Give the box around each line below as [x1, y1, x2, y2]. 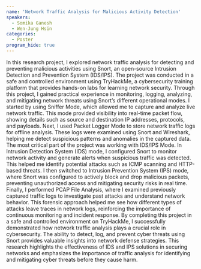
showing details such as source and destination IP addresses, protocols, [6, 116, 185, 123]
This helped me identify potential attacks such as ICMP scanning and [6, 160, 178, 168]
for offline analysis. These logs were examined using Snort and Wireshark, [6, 128, 190, 135]
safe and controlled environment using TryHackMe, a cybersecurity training [6, 77, 193, 84]
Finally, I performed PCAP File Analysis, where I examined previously [6, 186, 176, 193]
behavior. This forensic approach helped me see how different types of [6, 198, 182, 205]
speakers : [6, 14, 31, 20]
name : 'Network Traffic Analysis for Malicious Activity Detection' [6, 8, 181, 15]
